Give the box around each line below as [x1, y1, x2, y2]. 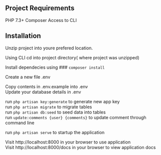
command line [5, 120, 35, 126]
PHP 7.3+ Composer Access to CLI [5, 17, 77, 23]
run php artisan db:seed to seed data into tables [5, 109, 106, 115]
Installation [5, 32, 41, 40]
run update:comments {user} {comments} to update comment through [5, 114, 146, 120]
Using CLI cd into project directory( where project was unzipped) [5, 54, 139, 60]
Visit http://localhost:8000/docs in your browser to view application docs [5, 144, 156, 150]
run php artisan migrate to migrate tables [5, 104, 92, 110]
